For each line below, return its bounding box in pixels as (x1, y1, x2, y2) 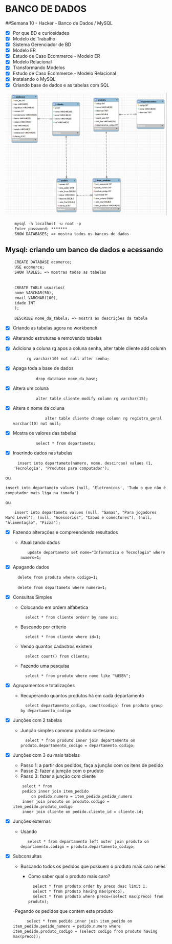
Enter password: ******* (14, 226, 68, 232)
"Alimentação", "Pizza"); (5, 520, 60, 525)
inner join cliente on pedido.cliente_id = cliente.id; (22, 809, 144, 815)
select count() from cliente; (25, 653, 90, 659)
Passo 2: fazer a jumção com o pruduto (20, 768, 104, 774)
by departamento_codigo (20, 708, 72, 714)
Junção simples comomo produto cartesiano (20, 728, 115, 734)
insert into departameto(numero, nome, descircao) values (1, (17, 460, 153, 466)
